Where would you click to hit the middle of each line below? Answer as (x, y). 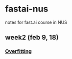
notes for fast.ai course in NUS (36, 22)
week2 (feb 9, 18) (32, 37)
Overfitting (18, 51)
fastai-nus (27, 9)
